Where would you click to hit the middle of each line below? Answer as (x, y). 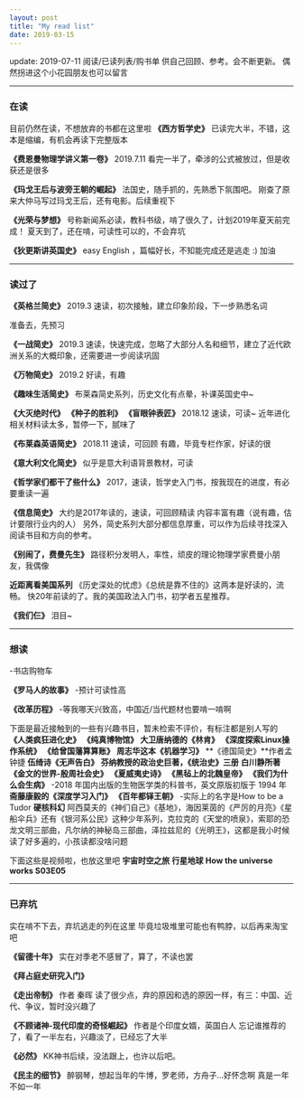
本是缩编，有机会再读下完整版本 (69, 139)
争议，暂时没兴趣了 (60, 1006)
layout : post (34, 18)
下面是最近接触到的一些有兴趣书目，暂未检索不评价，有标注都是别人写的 (143, 729)
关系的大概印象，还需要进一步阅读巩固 (88, 355)
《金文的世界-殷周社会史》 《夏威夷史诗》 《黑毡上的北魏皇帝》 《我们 (141, 774)
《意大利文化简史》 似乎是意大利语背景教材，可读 (101, 463)
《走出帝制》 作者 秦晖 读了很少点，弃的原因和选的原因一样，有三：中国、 (147, 994)
